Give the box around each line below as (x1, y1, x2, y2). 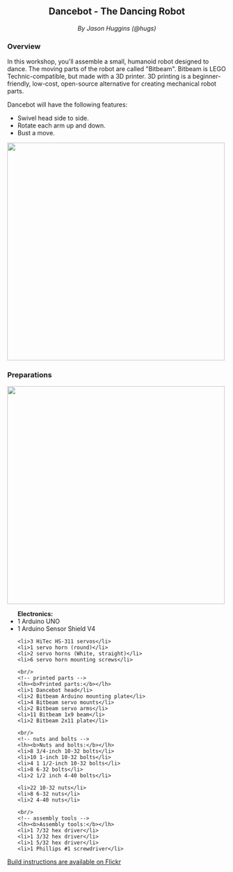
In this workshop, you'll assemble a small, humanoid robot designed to (7, 57, 209, 66)
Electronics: (17, 610, 54, 618)
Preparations (7, 370, 52, 380)
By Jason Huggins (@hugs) (77, 24, 156, 32)
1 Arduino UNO (17, 617, 61, 626)
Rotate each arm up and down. (17, 121, 106, 130)
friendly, (7, 79, 31, 88)
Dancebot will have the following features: (7, 100, 128, 109)
